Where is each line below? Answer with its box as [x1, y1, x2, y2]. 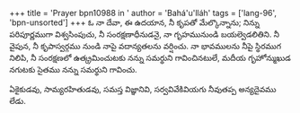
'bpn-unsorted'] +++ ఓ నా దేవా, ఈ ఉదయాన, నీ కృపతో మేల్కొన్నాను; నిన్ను [9, 17, 260, 28]
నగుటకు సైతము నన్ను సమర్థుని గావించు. [9, 65, 137, 74]
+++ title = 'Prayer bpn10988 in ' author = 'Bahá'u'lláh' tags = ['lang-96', [9, 8, 277, 18]
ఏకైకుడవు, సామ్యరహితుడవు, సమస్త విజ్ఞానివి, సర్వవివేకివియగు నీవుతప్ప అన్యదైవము [9, 84, 277, 94]
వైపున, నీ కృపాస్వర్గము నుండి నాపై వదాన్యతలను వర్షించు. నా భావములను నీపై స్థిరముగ [9, 40, 281, 51]
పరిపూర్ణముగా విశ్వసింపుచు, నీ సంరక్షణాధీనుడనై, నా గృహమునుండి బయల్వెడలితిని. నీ [9, 29, 280, 39]
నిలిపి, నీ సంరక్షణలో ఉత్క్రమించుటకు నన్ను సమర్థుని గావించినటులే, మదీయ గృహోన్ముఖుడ [9, 53, 292, 63]
